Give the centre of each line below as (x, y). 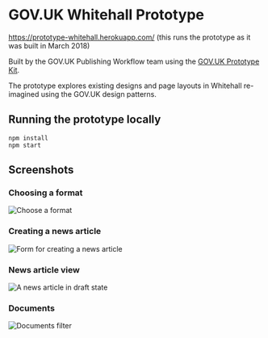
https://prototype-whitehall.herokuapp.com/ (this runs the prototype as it (130, 37)
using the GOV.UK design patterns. (99, 94)
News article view (44, 269)
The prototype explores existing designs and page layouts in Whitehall (125, 86)
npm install (28, 138)
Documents (31, 308)
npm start (25, 145)
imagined (24, 94)
